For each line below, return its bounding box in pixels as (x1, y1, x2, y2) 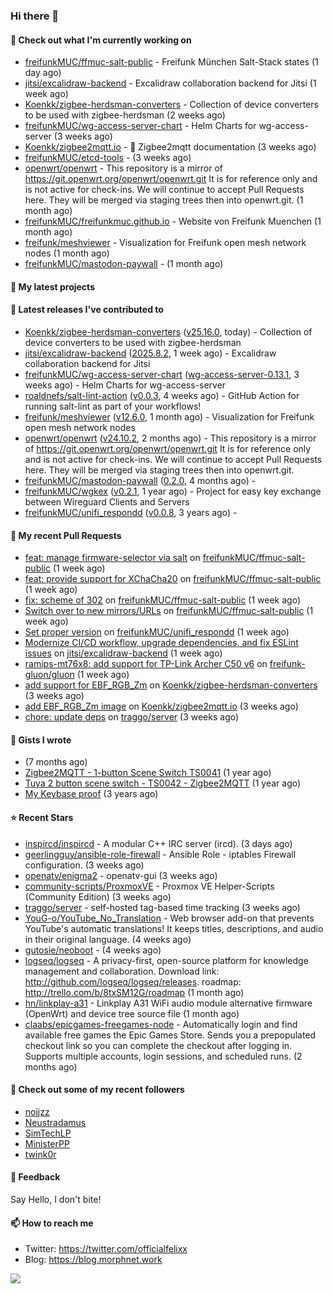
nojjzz (24, 1105, 50, 1118)
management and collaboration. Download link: (24, 965, 220, 977)
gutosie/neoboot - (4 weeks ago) (24, 944, 162, 956)
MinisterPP (24, 1137, 70, 1149)
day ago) (24, 67, 62, 79)
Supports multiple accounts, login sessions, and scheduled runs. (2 (24, 1050, 303, 1062)
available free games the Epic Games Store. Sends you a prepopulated (24, 1029, 317, 1041)
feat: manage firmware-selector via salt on (24, 552, 201, 564)
